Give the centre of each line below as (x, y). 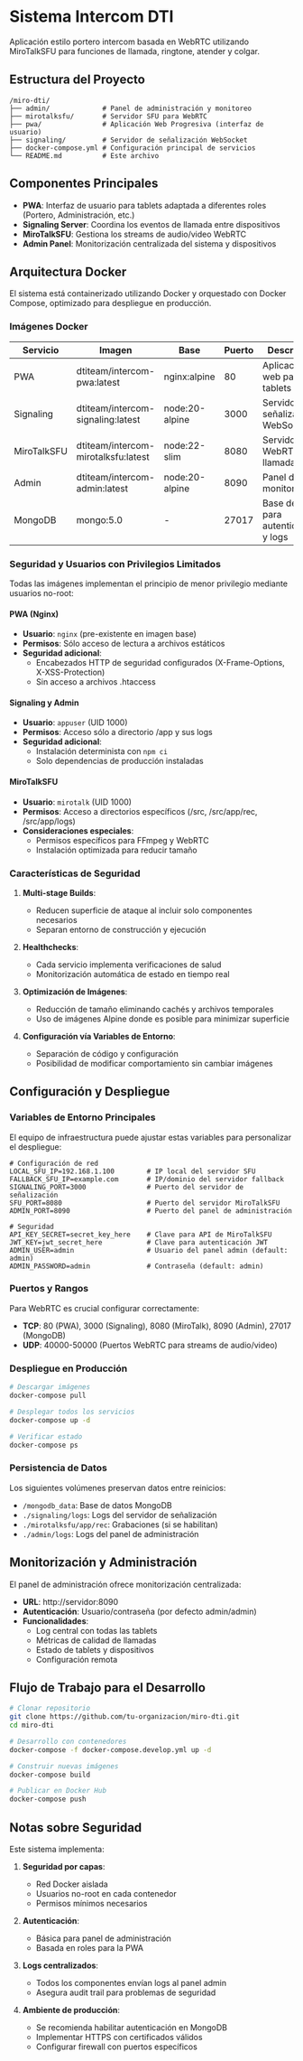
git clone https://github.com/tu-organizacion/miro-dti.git (125, 1717)
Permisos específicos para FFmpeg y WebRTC (122, 840)
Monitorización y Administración (103, 1563)
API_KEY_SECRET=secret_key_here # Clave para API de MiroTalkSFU (141, 1235)
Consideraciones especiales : (78, 830)
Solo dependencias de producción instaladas (120, 761)
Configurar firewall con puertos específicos (117, 2047)
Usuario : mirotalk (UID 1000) (77, 802)
